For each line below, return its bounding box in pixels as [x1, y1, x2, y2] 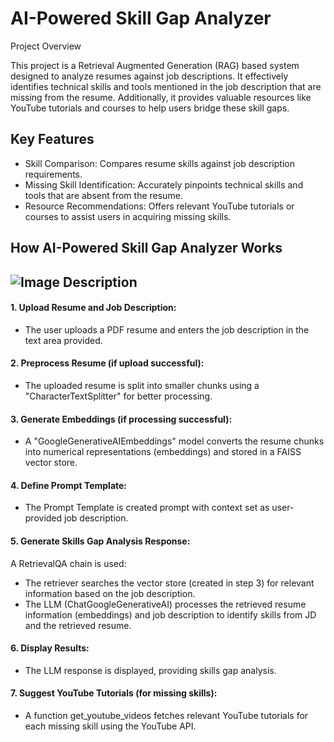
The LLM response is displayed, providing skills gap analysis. [24, 664, 277, 676]
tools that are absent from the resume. [24, 189, 183, 201]
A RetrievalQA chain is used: [10, 557, 127, 569]
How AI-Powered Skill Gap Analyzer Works [10, 240, 283, 257]
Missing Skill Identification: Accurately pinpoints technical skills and [24, 178, 304, 191]
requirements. [24, 168, 83, 180]
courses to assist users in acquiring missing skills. [24, 210, 232, 222]
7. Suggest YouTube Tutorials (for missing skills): [10, 687, 218, 699]
